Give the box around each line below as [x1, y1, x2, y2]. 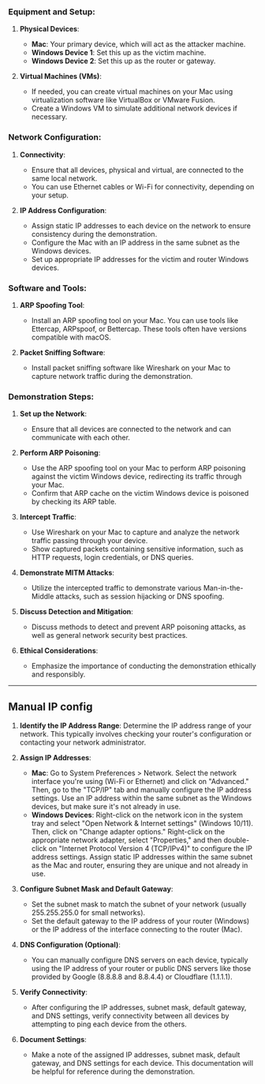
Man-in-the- [203, 583, 244, 593]
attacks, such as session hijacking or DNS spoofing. [55, 591, 225, 602]
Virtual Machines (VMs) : [19, 72, 103, 81]
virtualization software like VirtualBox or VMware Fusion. [31, 96, 215, 105]
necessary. [31, 112, 68, 122]
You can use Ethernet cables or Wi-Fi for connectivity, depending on [31, 182, 255, 191]
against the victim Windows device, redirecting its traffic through [31, 472, 242, 482]
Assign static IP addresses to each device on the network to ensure [31, 220, 251, 231]
